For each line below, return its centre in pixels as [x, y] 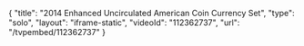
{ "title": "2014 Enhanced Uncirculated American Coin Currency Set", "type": [152, 13]
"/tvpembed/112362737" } [57, 32]
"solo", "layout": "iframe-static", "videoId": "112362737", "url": [124, 23]
